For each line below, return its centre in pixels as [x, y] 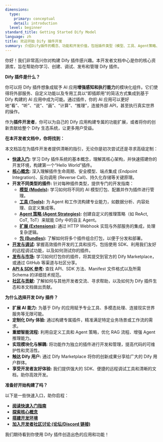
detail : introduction [35, 23]
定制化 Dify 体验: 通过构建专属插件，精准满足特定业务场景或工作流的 [80, 320]
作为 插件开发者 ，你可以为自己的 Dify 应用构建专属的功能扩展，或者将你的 [78, 122]
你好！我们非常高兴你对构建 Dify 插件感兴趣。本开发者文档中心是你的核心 [78, 60]
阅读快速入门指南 [29, 405]
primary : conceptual [34, 19]
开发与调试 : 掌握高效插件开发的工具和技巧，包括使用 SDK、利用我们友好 [84, 244]
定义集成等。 [45, 208]
